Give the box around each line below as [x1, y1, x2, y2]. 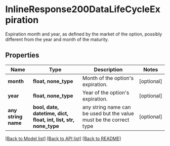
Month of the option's [82, 74, 134, 81]
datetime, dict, [32, 110, 68, 117]
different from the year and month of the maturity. [5, 36, 109, 42]
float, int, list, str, [32, 116, 75, 123]
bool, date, [32, 104, 59, 111]
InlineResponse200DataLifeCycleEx [5, 4, 160, 15]
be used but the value [82, 110, 134, 117]
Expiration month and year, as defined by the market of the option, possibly [5, 31, 162, 37]
